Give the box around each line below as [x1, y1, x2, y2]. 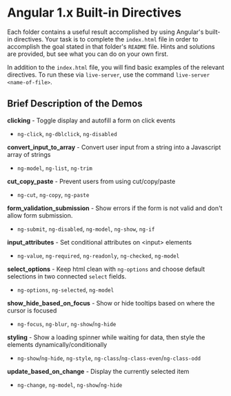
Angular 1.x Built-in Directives [7, 5, 181, 21]
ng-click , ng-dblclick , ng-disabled [17, 129, 117, 138]
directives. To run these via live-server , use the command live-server [7, 70, 210, 79]
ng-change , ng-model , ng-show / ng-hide [17, 380, 123, 388]
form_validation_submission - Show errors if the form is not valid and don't [7, 204, 223, 212]
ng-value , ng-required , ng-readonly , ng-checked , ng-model [17, 251, 180, 260]
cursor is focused [7, 306, 57, 314]
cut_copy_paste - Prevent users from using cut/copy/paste [7, 177, 176, 185]
